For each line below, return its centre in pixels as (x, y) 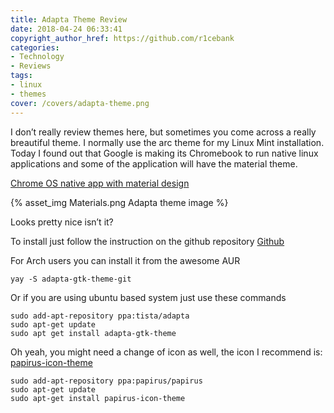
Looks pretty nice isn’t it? (62, 222)
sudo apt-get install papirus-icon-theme (98, 398)
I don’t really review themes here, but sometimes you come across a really (163, 132)
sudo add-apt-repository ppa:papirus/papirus (106, 381)
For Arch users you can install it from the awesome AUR (125, 260)
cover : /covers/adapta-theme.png (80, 103)
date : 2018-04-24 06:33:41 (66, 29)
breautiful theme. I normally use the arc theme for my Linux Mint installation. (167, 142)
